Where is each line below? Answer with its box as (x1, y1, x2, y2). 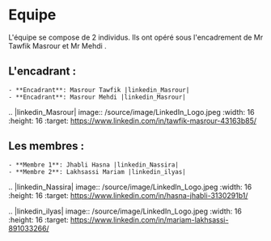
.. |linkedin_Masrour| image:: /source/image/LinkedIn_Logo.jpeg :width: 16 (8, 107, 255, 116)
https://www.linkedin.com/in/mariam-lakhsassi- (70, 214, 229, 224)
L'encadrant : (8, 65, 77, 78)
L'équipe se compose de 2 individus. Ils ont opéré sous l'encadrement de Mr (8, 32, 264, 42)
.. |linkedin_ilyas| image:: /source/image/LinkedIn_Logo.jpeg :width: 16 (8, 206, 243, 216)
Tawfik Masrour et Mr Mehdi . (8, 40, 107, 50)
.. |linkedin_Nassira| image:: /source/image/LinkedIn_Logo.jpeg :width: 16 (8, 182, 252, 192)
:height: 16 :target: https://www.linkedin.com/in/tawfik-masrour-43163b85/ (8, 116, 257, 125)
